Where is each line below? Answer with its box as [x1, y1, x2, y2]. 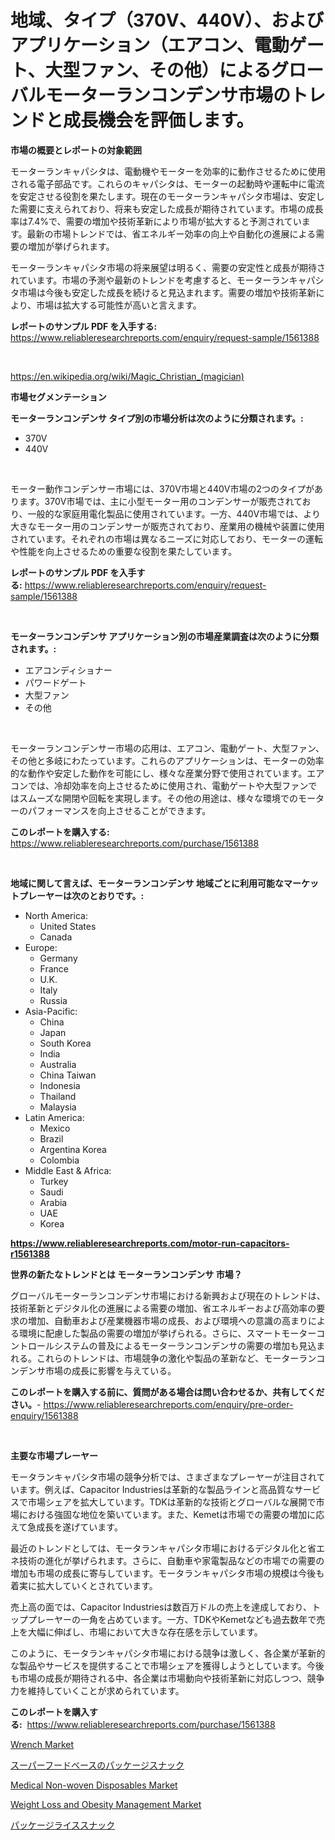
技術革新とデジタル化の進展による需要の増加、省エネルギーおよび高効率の [10, 1302, 317, 1314]
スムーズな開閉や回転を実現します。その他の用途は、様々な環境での [18, 792, 298, 804]
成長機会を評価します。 [63, 109, 255, 132]
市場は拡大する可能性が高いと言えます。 [36, 299, 202, 311]
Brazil [39, 1132, 64, 1145]
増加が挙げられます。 [27, 240, 115, 252]
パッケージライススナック [10, 1819, 116, 1831]
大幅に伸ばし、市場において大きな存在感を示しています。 [27, 1626, 263, 1638]
